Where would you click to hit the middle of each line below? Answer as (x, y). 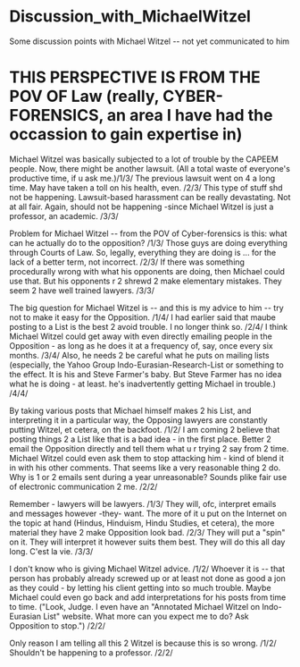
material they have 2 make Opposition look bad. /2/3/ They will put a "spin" (147, 532)
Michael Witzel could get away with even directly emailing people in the (141, 336)
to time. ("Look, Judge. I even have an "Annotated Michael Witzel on (135, 606)
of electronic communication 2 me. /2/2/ (83, 486)
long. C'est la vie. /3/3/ (51, 551)
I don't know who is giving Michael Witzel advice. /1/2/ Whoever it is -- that (147, 569)
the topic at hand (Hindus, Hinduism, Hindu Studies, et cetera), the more (142, 523)
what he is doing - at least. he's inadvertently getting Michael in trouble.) (143, 384)
